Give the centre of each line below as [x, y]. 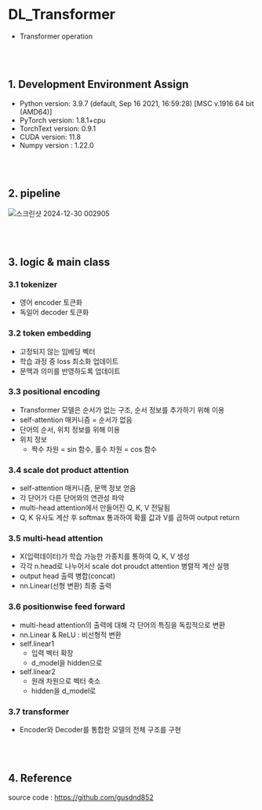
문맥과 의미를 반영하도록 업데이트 [70, 371]
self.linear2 [38, 671]
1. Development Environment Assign [98, 84]
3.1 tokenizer [33, 284]
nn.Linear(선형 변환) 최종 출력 [65, 586]
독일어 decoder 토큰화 [54, 313]
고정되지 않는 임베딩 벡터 [57, 351]
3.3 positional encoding [54, 392]
